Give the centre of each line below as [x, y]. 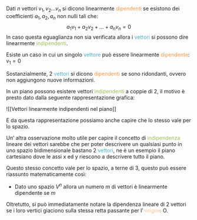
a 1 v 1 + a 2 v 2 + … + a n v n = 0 [99, 27]
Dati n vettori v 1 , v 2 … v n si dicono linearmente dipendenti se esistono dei [93, 9]
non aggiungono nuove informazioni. [51, 80]
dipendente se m [35, 192]
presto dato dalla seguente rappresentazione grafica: [71, 98]
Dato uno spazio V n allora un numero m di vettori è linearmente [91, 186]
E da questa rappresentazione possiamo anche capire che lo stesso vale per [98, 120]
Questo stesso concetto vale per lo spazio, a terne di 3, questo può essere [96, 168]
